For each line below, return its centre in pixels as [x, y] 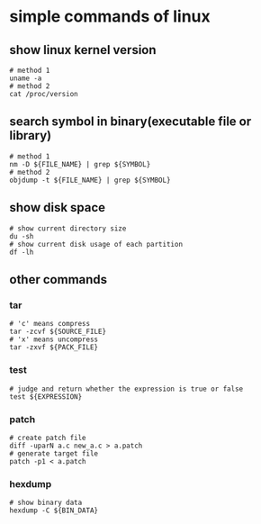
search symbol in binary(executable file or [130, 122]
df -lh [22, 252]
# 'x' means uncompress [54, 339]
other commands [58, 280]
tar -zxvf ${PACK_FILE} [54, 348]
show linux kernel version [83, 50]
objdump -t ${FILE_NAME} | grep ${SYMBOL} [90, 180]
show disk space [58, 208]
